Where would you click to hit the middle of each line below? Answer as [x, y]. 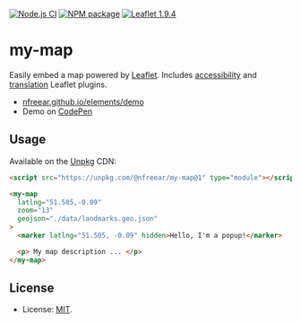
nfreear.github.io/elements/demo [83, 101]
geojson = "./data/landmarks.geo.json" [88, 219]
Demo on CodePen [57, 111]
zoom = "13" [35, 211]
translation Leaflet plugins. [58, 84]
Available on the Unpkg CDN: [63, 161]
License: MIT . [47, 310]
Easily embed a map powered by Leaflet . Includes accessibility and [133, 74]
